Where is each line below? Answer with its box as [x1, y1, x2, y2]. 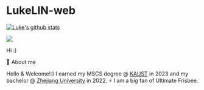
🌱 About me [6, 58, 36, 65]
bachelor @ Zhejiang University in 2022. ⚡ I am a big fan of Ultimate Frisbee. [6, 77, 199, 84]
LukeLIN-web [6, 4, 76, 18]
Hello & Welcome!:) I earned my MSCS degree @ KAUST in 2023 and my [6, 70, 189, 77]
